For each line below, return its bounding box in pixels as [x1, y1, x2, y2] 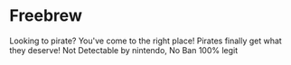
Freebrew [9, 5, 83, 26]
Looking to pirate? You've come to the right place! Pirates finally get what [9, 35, 282, 46]
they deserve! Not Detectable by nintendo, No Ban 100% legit [9, 44, 239, 55]
